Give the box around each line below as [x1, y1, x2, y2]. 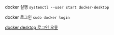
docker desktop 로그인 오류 [5, 24, 58, 30]
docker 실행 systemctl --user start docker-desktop [5, 4, 110, 10]
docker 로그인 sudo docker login [5, 14, 70, 20]
